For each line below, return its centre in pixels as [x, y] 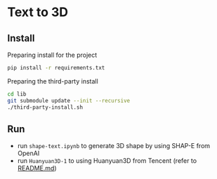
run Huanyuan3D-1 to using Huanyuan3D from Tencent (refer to [107, 161]
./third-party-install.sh [45, 107]
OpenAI [28, 153]
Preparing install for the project [52, 55]
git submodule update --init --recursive [69, 100]
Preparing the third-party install [53, 81]
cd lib [17, 94]
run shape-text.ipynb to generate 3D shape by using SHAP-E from [114, 146]
